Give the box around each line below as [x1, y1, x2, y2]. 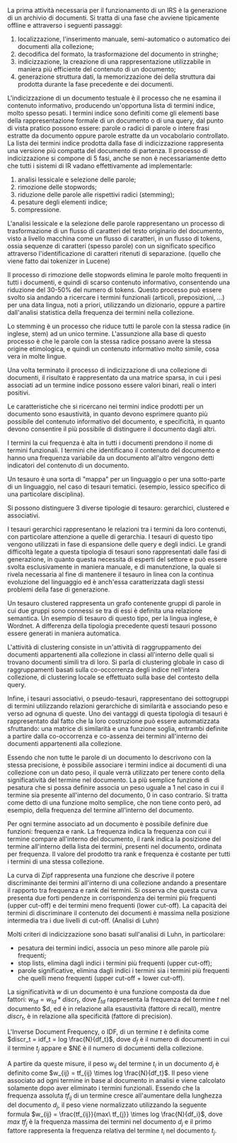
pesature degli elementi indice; [17, 198, 108, 206]
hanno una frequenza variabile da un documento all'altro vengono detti [7, 454, 214, 462]
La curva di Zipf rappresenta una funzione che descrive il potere [7, 871, 195, 879]
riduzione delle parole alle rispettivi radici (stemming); [17, 191, 175, 199]
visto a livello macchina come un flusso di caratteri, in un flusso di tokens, [7, 234, 222, 242]
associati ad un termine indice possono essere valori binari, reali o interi [7, 381, 217, 389]
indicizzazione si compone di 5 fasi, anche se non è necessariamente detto [7, 154, 226, 162]
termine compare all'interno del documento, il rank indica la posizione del [7, 835, 221, 843]
